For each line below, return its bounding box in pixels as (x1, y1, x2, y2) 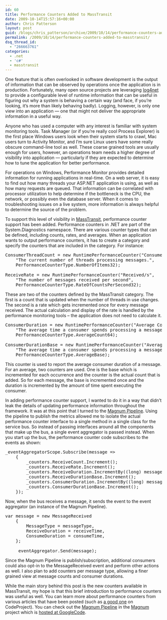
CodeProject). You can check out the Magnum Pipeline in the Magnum (5, 604, 149, 610)
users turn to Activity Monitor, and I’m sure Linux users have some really (5, 139, 153, 145)
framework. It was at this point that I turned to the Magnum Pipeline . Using (5, 408, 158, 414)
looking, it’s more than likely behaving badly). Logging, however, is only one (5, 103, 160, 109)
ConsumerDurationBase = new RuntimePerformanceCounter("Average (5, 342, 166, 348)
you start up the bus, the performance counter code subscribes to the (5, 435, 149, 441)
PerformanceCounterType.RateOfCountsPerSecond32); (15, 282, 142, 288)
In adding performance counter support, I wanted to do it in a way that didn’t (5, 397, 162, 403)
